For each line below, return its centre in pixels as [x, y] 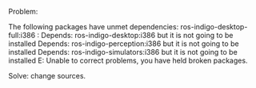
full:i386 [22, 35]
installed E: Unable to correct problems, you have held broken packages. [128, 60]
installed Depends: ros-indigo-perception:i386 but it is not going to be [124, 44]
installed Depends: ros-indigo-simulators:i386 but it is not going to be [123, 52]
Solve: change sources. [47, 76]
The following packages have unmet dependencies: [94, 27]
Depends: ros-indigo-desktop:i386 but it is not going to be [137, 35]
